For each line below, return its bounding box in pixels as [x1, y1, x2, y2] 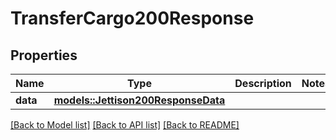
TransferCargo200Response [10, 7, 255, 30]
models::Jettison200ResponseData [53, 93, 226, 107]
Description [234, 77, 292, 90]
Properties [10, 47, 78, 64]
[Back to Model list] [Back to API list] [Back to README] [10, 119, 240, 131]
